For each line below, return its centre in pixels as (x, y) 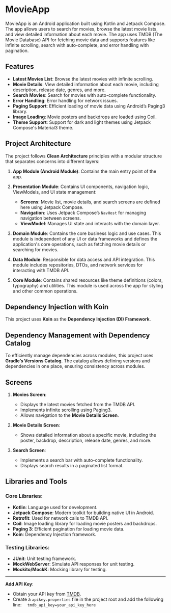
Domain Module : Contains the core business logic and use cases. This (87, 233)
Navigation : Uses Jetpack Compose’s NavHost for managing (83, 212)
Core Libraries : (24, 496)
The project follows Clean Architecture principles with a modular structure (84, 156)
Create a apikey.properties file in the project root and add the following (88, 599)
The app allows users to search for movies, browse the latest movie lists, (81, 29)
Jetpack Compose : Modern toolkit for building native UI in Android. (83, 513)
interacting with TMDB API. (41, 270)
